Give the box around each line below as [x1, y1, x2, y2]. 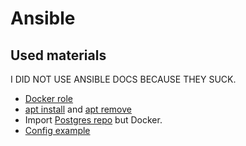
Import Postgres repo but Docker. [24, 114, 163, 126]
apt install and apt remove [24, 103, 132, 115]
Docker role [24, 93, 74, 104]
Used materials [10, 47, 107, 64]
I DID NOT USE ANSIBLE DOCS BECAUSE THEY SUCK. [10, 73, 237, 85]
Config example [24, 125, 91, 136]
